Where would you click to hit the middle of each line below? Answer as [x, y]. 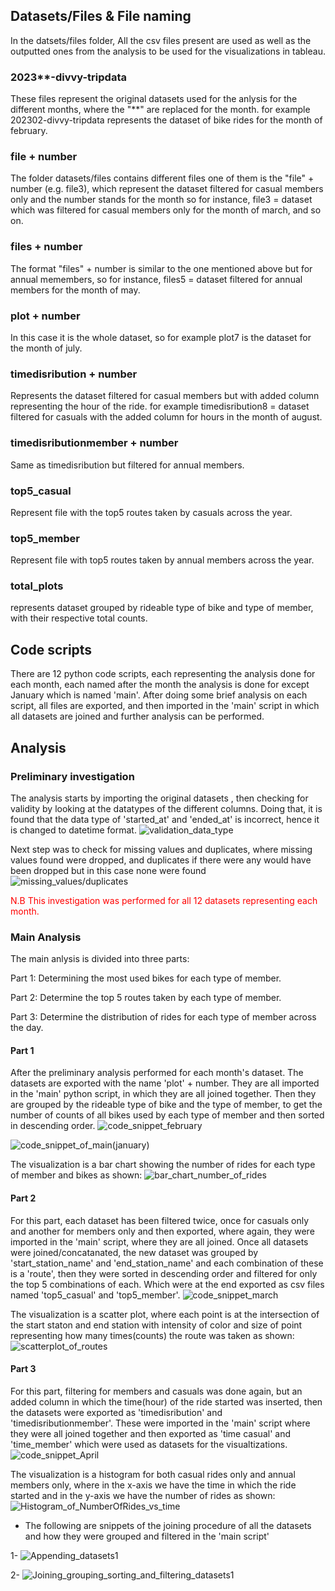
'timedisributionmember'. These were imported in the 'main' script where [160, 1423]
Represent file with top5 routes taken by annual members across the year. [162, 560]
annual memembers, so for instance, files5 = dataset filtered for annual [156, 279]
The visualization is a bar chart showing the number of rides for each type [163, 1165]
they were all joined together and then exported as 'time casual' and [150, 1433]
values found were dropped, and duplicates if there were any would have [161, 860]
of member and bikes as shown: [76, 1175]
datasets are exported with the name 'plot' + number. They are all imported [165, 1083]
